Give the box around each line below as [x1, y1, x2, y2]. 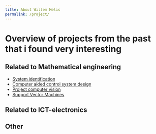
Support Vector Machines [12, 91, 64, 97]
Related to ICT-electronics [5, 106, 88, 114]
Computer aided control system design [12, 81, 92, 87]
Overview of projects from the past [5, 33, 151, 44]
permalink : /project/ [5, 12, 50, 17]
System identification [12, 76, 56, 81]
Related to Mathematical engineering [5, 63, 122, 71]
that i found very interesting [5, 43, 122, 54]
